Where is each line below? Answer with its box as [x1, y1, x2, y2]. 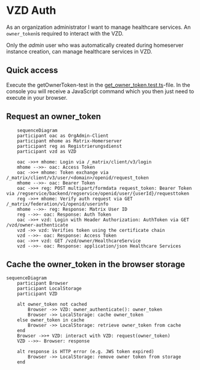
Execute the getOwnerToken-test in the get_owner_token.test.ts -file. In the [6, 81, 190, 88]
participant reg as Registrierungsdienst [17, 143, 122, 149]
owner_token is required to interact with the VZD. [6, 29, 124, 37]
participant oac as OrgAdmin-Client [17, 133, 109, 139]
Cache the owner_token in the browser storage [6, 259, 186, 269]
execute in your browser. [6, 94, 68, 101]
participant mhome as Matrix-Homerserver [17, 138, 122, 144]
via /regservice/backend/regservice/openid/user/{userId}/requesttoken [6, 190, 189, 196]
